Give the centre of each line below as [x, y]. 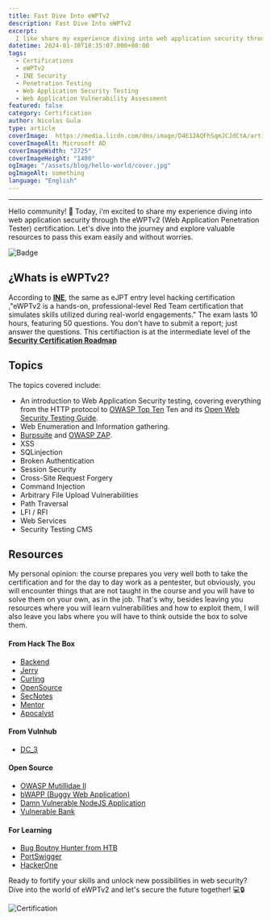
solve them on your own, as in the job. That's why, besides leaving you [126, 599]
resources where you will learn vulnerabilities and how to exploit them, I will [134, 608]
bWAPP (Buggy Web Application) [75, 794]
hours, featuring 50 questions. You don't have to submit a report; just [123, 323]
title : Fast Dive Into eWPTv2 [59, 16]
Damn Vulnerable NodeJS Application [83, 802]
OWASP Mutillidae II [53, 785]
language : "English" [43, 181]
